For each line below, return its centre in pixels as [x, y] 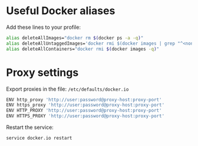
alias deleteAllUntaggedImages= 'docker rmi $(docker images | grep [91, 43]
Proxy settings [42, 72]
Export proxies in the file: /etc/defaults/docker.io [67, 89]
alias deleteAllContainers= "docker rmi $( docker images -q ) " [83, 49]
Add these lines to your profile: [44, 27]
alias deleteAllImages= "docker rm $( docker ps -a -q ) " [75, 38]
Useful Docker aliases [61, 11]
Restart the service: [30, 127]
